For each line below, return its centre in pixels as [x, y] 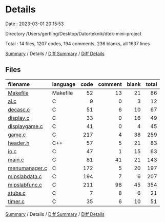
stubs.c [17, 193]
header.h [19, 143]
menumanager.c [28, 168]
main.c [16, 159]
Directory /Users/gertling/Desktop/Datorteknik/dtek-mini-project [74, 33]
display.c [19, 118]
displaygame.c [25, 126]
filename [19, 84]
